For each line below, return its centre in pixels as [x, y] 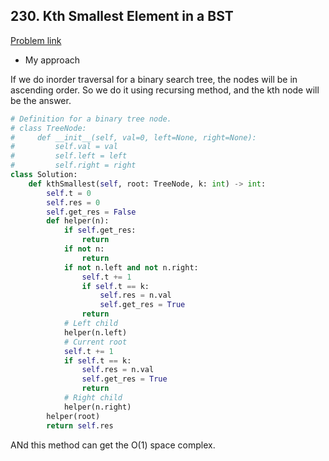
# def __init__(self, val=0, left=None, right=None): [133, 137]
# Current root [95, 342]
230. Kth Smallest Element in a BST [122, 16]
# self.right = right [73, 165]
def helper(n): [78, 221]
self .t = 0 [69, 193]
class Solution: [44, 175]
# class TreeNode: [48, 128]
